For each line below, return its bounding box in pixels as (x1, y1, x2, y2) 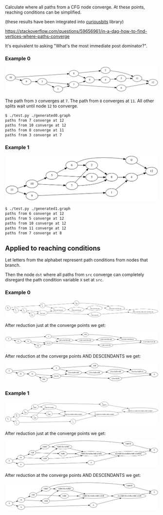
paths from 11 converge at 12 (5, 226, 67, 231)
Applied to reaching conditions (5, 244, 101, 252)
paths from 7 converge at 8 (5, 231, 62, 236)
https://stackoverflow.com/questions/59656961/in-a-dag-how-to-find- (5, 28, 147, 34)
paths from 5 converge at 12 (5, 216, 64, 221)
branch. (5, 262, 21, 268)
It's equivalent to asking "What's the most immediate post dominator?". (5, 43, 147, 48)
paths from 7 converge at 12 (5, 118, 64, 123)
